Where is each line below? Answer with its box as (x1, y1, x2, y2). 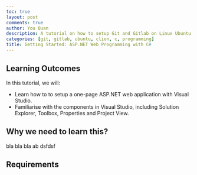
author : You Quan (6, 25, 49, 31)
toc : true (6, 8, 31, 15)
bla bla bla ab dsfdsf (6, 142, 56, 150)
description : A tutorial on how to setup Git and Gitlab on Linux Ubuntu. (6, 31, 194, 37)
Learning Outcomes (6, 63, 81, 74)
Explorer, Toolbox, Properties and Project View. (14, 109, 129, 116)
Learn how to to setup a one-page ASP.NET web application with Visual (14, 90, 189, 98)
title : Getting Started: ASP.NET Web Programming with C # (6, 42, 152, 48)
